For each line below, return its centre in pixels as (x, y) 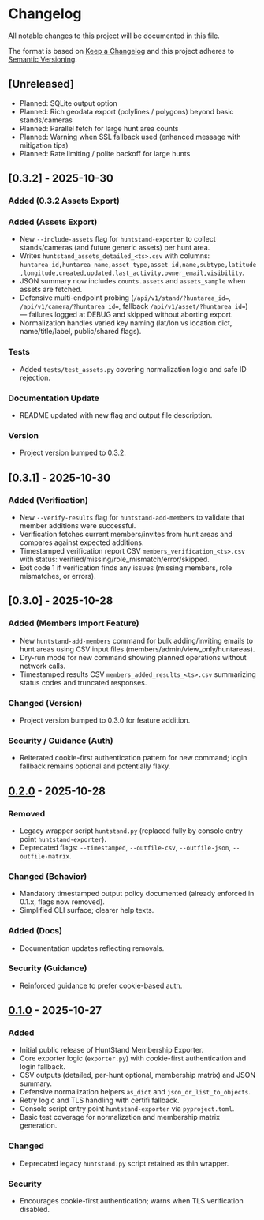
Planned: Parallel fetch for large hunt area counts (99, 128)
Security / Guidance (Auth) (61, 741)
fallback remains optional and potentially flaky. (95, 766)
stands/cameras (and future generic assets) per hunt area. (115, 248)
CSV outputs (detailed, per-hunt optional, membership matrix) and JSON (138, 1075)
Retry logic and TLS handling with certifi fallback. (99, 1100)
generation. (38, 1125)
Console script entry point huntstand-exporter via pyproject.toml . (127, 1109)
